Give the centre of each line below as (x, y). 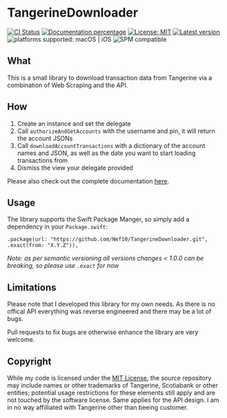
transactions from (42, 160)
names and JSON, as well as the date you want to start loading (106, 153)
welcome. (21, 340)
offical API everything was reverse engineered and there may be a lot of (109, 311)
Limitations (32, 288)
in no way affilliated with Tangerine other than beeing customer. (98, 407)
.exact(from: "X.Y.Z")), (43, 246)
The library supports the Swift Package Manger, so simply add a (98, 219)
